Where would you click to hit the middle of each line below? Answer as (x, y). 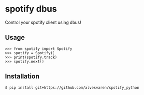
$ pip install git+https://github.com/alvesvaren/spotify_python (72, 87)
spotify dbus (31, 9)
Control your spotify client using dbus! (43, 22)
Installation (22, 76)
